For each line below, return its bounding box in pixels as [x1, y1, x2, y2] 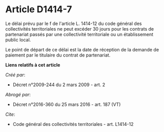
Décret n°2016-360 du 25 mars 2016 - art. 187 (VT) [12, 101, 121, 108]
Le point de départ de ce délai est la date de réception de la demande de [5, 46, 159, 52]
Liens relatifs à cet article [5, 62, 60, 68]
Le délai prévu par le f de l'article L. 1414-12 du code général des [5, 20, 142, 27]
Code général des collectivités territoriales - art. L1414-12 [12, 121, 134, 127]
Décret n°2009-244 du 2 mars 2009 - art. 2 [12, 82, 106, 88]
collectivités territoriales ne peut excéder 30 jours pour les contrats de [5, 25, 154, 32]
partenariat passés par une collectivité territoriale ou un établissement [5, 31, 154, 37]
